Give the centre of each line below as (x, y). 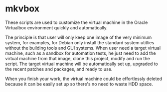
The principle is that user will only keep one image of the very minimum (79, 37)
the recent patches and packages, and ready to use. (59, 69)
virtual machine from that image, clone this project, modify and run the (78, 58)
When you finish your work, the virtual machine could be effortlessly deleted (83, 79)
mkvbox (22, 9)
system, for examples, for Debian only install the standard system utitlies (80, 42)
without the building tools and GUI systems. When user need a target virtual (83, 48)
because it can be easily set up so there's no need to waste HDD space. (79, 84)
